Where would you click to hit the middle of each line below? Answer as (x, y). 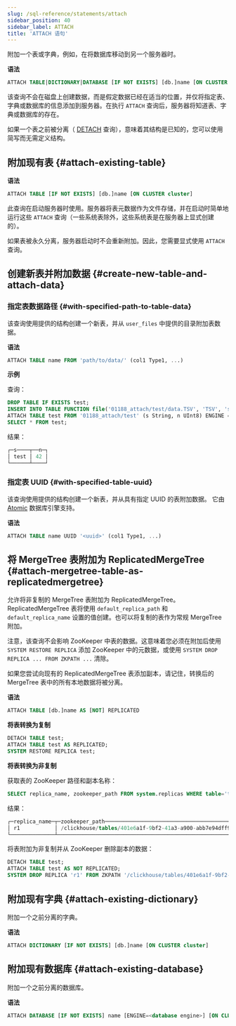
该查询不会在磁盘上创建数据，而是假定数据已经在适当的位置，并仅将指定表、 (118, 97)
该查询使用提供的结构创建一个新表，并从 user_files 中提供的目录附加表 (111, 323)
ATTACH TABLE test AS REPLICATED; (58, 745)
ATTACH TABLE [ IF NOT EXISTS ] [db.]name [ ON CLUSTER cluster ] (100, 194)
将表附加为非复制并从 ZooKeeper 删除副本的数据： (80, 849)
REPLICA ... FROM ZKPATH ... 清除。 (60, 658)
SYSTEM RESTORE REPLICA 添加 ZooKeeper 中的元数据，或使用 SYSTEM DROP (112, 650)
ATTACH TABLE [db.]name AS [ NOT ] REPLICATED (73, 710)
